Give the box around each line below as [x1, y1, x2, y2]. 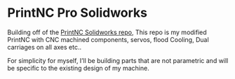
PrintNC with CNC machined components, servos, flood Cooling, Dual [7, 35, 209, 43]
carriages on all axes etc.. [7, 43, 82, 51]
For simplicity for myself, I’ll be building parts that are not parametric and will [7, 56, 229, 64]
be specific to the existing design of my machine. [7, 64, 149, 72]
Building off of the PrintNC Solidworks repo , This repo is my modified [7, 28, 207, 36]
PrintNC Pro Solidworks [7, 5, 148, 21]
